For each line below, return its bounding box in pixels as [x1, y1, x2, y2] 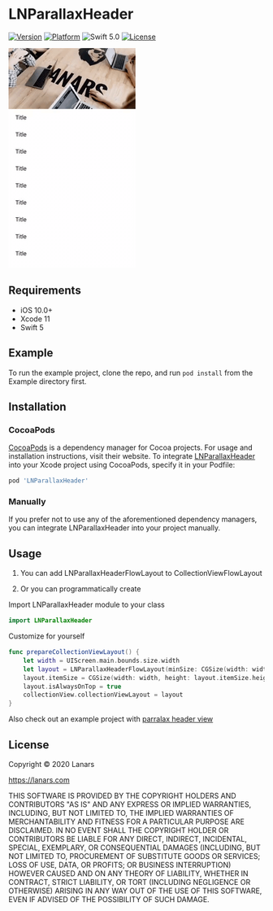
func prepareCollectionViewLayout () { [8, 648, 140, 656]
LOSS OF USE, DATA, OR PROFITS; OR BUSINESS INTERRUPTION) [8, 860, 232, 870]
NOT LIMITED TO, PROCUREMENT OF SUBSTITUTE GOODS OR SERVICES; [8, 852, 261, 861]
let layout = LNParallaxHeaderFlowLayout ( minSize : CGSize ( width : [23, 665, 249, 673]
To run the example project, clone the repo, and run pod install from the [8, 368, 253, 377]
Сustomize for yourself [8, 631, 85, 641]
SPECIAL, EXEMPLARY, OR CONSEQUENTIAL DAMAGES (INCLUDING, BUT [8, 843, 262, 852]
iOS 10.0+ [19, 305, 53, 315]
